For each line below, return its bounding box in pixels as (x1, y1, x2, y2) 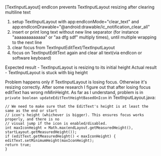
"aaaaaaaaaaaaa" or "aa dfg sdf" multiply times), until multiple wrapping (12, 34, 157, 40)
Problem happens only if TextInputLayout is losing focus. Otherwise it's (5, 79, 147, 85)
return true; (5, 142, 32, 147)
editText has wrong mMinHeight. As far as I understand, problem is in (5, 90, 144, 95)
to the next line (12, 39, 42, 45)
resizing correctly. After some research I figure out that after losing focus (5, 84, 151, 90)
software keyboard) (12, 55, 52, 60)
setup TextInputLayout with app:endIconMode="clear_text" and (12, 19, 139, 24)
